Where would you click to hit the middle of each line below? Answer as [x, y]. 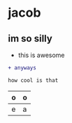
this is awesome [41, 55]
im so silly [30, 39]
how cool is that [33, 80]
